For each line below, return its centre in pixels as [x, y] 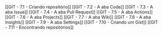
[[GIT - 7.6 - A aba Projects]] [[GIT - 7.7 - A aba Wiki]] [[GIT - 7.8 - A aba [78, 17]
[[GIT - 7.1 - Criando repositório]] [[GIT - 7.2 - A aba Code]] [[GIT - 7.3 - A [79, 7]
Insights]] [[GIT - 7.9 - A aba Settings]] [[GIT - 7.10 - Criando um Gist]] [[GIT [82, 22]
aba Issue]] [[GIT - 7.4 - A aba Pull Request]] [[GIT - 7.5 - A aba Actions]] [79, 12]
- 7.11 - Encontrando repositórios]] [39, 27]
